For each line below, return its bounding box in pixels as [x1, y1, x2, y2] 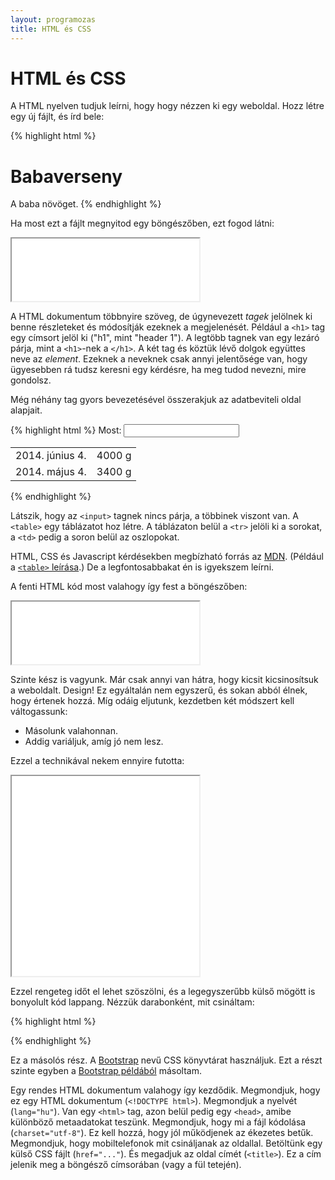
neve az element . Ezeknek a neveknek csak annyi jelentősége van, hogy [10, 353, 308, 365]
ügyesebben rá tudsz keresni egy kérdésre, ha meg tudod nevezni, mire [10, 364, 307, 376]
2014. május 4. [15, 465, 87, 479]
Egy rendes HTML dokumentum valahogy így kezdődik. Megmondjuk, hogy [10, 1084, 321, 1096]
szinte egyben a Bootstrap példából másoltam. [10, 1065, 202, 1077]
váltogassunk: [10, 706, 68, 718]
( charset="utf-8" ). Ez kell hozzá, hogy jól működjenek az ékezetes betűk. [10, 1127, 314, 1139]
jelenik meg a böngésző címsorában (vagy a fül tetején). [10, 1159, 242, 1171]
